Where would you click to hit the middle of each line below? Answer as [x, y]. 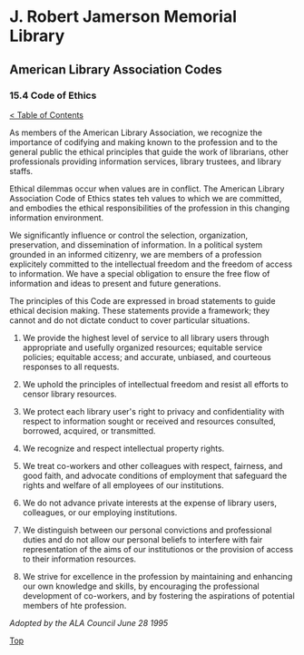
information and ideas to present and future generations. [115, 283]
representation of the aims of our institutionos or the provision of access [157, 549]
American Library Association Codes [116, 69]
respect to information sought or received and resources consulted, [149, 421]
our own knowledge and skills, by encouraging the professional [141, 586]
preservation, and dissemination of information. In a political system [136, 244]
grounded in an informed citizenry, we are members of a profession [136, 254]
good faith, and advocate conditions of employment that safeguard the [155, 475]
